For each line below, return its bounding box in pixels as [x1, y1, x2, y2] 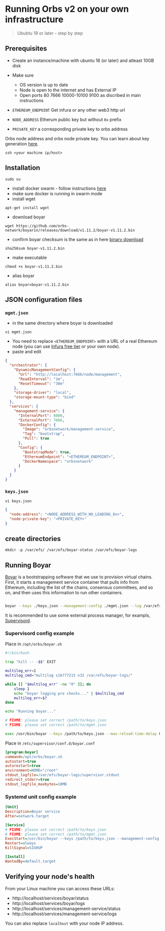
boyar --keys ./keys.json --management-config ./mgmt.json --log [5, 603, 141, 608]
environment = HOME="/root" [5, 768, 58, 773]
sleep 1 [14, 686, 29, 691]
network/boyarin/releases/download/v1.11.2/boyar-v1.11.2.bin [5, 228, 135, 233]
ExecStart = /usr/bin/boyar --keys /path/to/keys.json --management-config [5, 836, 160, 841]
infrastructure [5, 14, 64, 25]
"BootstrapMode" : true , [23, 450, 71, 454]
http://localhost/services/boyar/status [12, 895, 89, 901]
